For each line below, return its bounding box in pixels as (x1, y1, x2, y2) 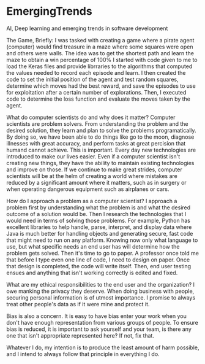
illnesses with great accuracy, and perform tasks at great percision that (6, 139, 186, 147)
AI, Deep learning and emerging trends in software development (6, 25, 168, 32)
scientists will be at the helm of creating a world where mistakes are (6, 172, 177, 179)
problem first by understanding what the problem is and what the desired (6, 204, 191, 211)
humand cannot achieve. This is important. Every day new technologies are (6, 146, 196, 153)
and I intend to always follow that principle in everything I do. (6, 350, 160, 357)
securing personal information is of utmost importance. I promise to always (6, 293, 196, 301)
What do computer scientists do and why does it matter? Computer (6, 114, 176, 121)
